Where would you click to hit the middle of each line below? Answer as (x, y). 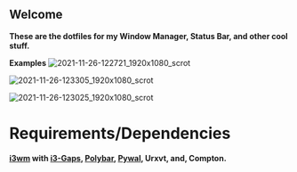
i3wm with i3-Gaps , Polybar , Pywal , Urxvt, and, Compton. (118, 158)
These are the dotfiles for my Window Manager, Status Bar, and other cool (148, 36)
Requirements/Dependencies (120, 134)
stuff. (20, 45)
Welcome (36, 15)
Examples (28, 62)
